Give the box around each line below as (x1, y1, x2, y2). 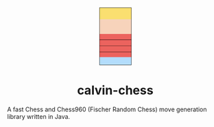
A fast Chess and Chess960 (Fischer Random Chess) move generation (7, 105, 207, 113)
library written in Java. (7, 112, 71, 120)
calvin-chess (77, 83, 154, 98)
